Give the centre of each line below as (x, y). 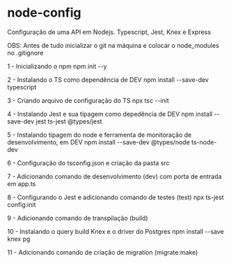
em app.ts (22, 184)
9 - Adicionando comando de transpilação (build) (78, 218)
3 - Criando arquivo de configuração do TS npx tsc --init (88, 100)
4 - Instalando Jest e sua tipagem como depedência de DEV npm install (110, 114)
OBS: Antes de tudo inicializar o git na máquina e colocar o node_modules (113, 45)
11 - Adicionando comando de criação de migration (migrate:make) (103, 252)
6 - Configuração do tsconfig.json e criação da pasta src (89, 163)
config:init (22, 204)
